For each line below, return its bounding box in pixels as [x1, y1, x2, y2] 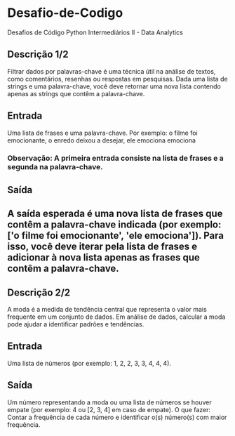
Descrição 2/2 [7, 286, 71, 298]
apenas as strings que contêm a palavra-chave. [7, 89, 145, 98]
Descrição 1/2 [7, 48, 69, 60]
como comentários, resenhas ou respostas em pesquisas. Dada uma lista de [7, 74, 228, 83]
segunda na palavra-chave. [7, 162, 103, 172]
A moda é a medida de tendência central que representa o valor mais [7, 305, 207, 314]
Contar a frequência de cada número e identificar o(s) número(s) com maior [7, 413, 227, 421]
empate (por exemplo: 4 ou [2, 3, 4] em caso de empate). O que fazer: [7, 405, 211, 414]
